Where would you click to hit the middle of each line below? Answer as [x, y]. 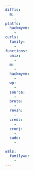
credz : [16, 120]
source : [17, 92]
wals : [11, 152]
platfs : [13, 23]
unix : [15, 55]
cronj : [16, 129]
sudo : [15, 138]
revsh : [16, 111]
